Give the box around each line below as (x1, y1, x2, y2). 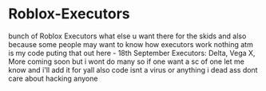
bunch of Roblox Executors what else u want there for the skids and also (8, 31, 247, 41)
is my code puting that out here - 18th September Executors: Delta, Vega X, (8, 48, 256, 57)
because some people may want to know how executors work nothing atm (8, 39, 253, 49)
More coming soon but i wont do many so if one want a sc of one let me (8, 57, 245, 66)
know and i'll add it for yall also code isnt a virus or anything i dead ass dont (8, 65, 258, 74)
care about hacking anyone (8, 73, 98, 83)
